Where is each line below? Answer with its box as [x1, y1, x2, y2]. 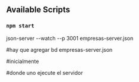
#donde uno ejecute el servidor [6, 69, 83, 76]
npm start [6, 23, 34, 29]
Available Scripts [6, 5, 70, 15]
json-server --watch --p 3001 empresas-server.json [6, 34, 134, 42]
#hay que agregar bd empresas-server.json [6, 46, 113, 53]
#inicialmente [6, 58, 39, 65]
